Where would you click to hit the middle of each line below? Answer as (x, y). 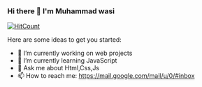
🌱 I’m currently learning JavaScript (67, 61)
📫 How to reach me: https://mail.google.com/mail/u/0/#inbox (106, 76)
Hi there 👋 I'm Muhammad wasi (61, 11)
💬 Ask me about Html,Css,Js (58, 68)
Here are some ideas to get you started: (65, 40)
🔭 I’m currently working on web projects (75, 53)
